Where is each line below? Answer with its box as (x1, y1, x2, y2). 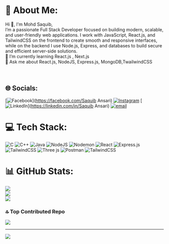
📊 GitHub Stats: (5, 165, 74, 177)
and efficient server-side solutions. (5, 48, 78, 54)
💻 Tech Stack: (5, 121, 67, 133)
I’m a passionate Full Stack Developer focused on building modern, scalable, (5, 26, 163, 32)
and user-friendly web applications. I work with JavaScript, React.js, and (5, 32, 155, 38)
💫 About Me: (5, 5, 58, 16)
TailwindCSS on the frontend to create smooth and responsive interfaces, (5, 37, 157, 43)
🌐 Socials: (5, 84, 38, 93)
